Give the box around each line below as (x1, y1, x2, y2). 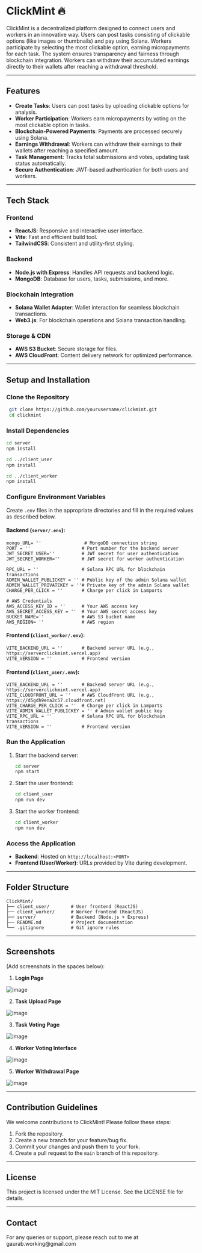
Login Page (14, 974, 44, 981)
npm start (14, 769, 40, 775)
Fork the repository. (14, 1130, 64, 1137)
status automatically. (14, 160, 67, 167)
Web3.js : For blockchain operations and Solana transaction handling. (14, 317, 186, 324)
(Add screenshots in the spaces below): (6, 962, 105, 970)
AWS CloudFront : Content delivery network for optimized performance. (14, 352, 193, 359)
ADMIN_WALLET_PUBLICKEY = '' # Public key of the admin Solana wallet (6, 577, 187, 583)
